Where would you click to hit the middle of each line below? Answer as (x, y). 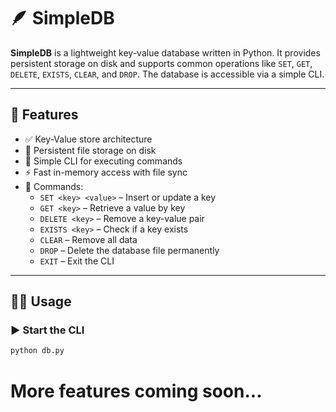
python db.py (37, 351)
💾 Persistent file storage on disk (90, 150)
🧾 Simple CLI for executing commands (103, 161)
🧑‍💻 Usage (41, 301)
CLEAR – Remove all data (88, 239)
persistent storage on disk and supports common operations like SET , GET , (161, 63)
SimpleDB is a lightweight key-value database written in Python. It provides (165, 52)
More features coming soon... (136, 391)
